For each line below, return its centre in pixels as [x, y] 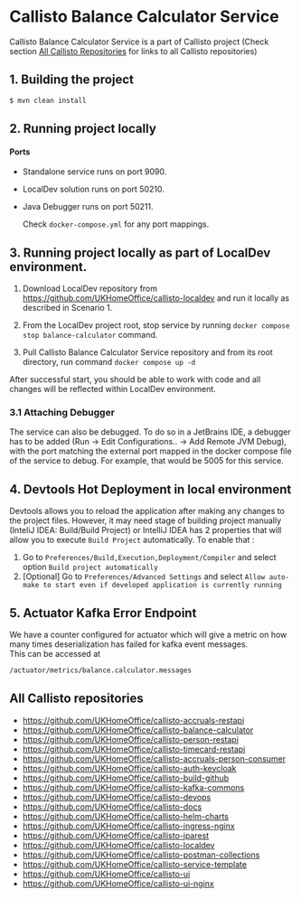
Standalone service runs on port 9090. [94, 172]
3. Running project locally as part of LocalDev [140, 253]
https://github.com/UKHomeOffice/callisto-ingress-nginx [128, 826]
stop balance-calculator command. [90, 335]
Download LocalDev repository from [90, 289]
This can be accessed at [55, 653]
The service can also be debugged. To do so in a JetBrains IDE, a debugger [150, 432]
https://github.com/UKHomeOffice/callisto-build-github [126, 778]
